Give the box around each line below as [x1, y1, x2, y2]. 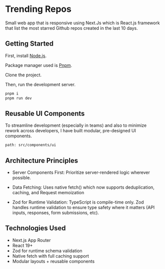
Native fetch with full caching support [12, 253, 89, 259]
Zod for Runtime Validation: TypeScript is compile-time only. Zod [12, 199, 144, 205]
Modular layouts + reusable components [12, 258, 95, 264]
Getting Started [5, 40, 54, 48]
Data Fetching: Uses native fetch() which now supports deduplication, [12, 184, 155, 190]
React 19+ [12, 242, 33, 248]
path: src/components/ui [5, 143, 56, 148]
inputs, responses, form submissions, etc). [12, 210, 99, 215]
